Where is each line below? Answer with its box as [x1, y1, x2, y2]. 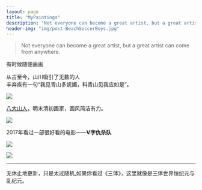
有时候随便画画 [6, 61, 43, 68]
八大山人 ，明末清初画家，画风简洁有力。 [6, 105, 106, 112]
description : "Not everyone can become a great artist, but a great [6, 20, 182, 26]
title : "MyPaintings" [6, 14, 61, 20]
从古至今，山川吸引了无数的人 [6, 73, 80, 81]
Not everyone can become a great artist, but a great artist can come [20, 42, 190, 49]
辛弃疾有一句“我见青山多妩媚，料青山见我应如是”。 [6, 81, 132, 88]
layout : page [6, 8, 39, 15]
